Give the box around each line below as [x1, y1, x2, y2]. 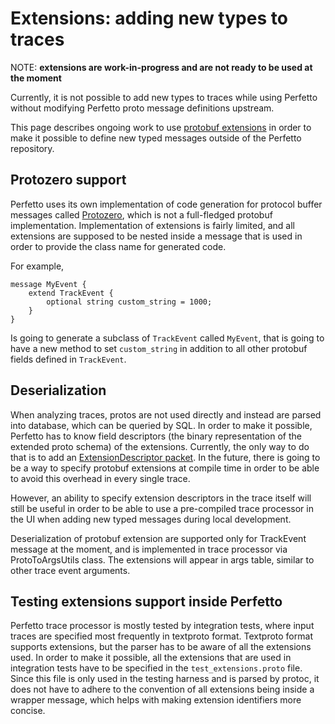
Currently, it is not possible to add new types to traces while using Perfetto [10, 91, 318, 103]
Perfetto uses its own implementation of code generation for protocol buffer [10, 198, 323, 210]
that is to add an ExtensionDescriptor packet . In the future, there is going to [10, 451, 321, 463]
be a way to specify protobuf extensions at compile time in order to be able [10, 462, 320, 474]
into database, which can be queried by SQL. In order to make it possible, [10, 419, 313, 431]
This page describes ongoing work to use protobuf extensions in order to [10, 121, 312, 133]
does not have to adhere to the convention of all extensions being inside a [10, 683, 315, 696]
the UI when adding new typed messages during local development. [10, 513, 292, 525]
